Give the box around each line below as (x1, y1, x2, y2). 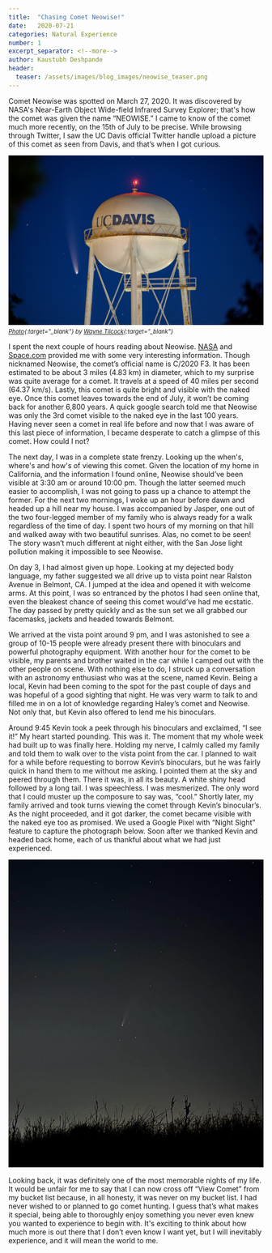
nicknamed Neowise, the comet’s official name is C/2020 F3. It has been (8, 359, 250, 369)
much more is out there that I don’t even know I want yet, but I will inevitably (8, 1227, 262, 1237)
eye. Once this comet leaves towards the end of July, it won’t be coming (8, 394, 249, 403)
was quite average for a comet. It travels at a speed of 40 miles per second (8, 377, 259, 386)
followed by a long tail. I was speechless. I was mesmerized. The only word (8, 783, 260, 793)
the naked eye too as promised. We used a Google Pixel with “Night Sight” (8, 818, 256, 828)
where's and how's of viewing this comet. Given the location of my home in (8, 461, 259, 471)
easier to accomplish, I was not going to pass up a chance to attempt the (8, 487, 251, 497)
